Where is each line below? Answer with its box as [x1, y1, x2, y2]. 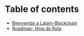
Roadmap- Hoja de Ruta [11, 25, 62, 31]
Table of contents [4, 3, 79, 15]
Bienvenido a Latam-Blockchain [11, 20, 77, 26]
